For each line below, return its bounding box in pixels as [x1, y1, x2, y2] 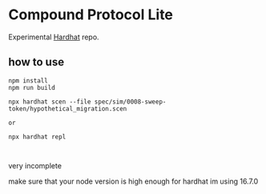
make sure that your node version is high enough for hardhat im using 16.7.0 [8, 176, 259, 186]
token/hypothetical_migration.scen [8, 104, 127, 113]
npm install [8, 76, 48, 85]
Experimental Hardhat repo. [8, 32, 99, 42]
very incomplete [8, 160, 62, 170]
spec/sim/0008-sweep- [94, 98, 167, 106]
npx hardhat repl [8, 132, 66, 141]
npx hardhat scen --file [8, 98, 91, 106]
